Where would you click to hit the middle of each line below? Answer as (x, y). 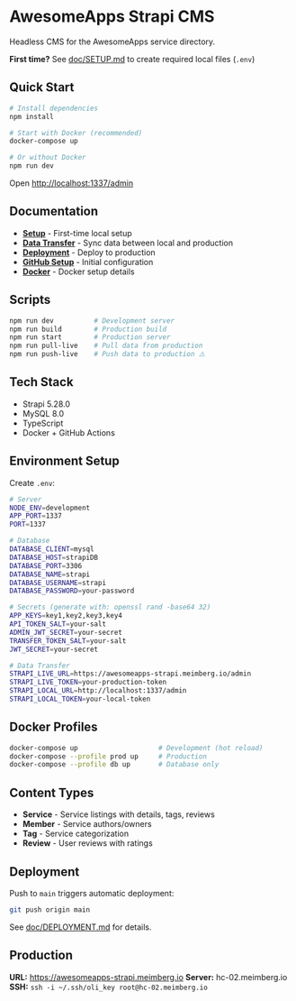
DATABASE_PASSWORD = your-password (72, 591)
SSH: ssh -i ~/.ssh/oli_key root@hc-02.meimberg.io (109, 987)
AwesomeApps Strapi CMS (112, 17)
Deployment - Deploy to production (89, 252)
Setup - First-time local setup (77, 233)
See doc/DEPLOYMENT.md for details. (81, 927)
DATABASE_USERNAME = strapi (58, 583)
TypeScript (43, 423)
